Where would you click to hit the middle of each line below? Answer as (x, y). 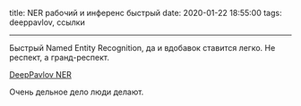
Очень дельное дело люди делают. (77, 92)
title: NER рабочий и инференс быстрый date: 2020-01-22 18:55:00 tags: (146, 13)
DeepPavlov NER (40, 74)
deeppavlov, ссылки (47, 22)
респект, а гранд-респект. (60, 57)
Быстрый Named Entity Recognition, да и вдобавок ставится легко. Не (142, 48)
